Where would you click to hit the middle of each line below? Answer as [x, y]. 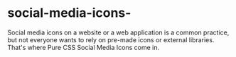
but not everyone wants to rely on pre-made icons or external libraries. [111, 39]
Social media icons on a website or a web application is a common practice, [118, 32]
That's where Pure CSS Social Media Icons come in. [84, 47]
